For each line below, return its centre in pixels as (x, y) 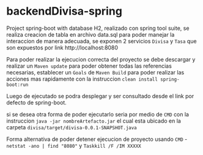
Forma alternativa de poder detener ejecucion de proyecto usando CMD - (97, 139)
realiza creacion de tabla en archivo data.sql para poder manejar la (90, 34)
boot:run (17, 85)
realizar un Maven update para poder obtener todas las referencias (89, 66)
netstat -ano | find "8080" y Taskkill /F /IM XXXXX (74, 145)
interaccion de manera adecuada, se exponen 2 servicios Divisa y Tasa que (102, 41)
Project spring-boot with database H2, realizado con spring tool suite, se (98, 28)
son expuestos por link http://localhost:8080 (62, 48)
